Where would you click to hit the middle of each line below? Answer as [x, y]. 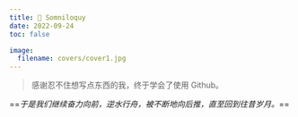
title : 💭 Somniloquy [48, 17]
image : [22, 50]
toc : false [30, 34]
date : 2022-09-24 [42, 26]
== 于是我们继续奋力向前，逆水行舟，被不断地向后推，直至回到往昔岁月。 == [149, 104]
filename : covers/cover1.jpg [72, 59]
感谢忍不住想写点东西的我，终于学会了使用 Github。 [127, 85]
